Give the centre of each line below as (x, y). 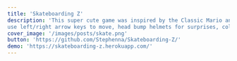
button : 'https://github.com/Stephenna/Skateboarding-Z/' (94, 40)
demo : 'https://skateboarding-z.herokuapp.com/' (80, 46)
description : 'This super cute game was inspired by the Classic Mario (115, 20)
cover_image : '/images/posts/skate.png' (68, 33)
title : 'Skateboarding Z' (45, 14)
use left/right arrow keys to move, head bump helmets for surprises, (113, 27)
